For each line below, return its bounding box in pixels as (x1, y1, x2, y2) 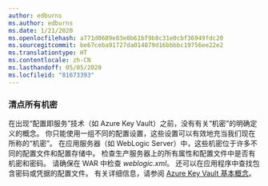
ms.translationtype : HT (8, 49, 88, 57)
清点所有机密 (8, 99, 58, 110)
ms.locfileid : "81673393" (8, 71, 94, 79)
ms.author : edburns (8, 19, 74, 27)
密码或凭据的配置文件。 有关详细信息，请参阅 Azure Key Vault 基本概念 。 (14, 168, 256, 178)
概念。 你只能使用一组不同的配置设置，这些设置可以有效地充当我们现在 (22, 129, 256, 138)
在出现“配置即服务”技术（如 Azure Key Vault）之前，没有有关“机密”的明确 (8, 118, 250, 128)
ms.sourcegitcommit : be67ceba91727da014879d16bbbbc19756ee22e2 (8, 42, 224, 49)
